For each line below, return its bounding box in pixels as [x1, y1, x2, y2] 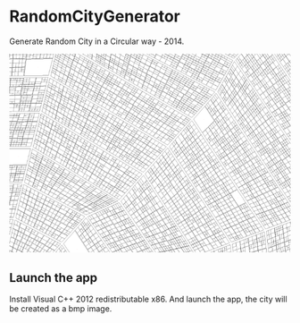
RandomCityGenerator [9, 6, 180, 27]
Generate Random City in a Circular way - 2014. [9, 36, 185, 47]
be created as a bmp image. [9, 303, 112, 314]
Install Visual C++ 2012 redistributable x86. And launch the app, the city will [9, 293, 287, 305]
